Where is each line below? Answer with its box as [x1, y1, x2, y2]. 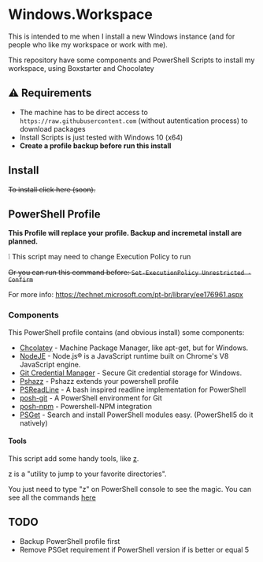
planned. [8, 236, 39, 246]
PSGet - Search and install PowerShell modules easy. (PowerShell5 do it [19, 410, 254, 419]
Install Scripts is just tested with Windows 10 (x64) [19, 132, 183, 142]
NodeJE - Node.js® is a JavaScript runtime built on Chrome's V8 [19, 351, 229, 360]
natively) [19, 418, 49, 427]
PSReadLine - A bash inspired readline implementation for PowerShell [19, 385, 246, 394]
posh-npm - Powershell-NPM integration [19, 401, 152, 411]
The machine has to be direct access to [19, 107, 148, 117]
